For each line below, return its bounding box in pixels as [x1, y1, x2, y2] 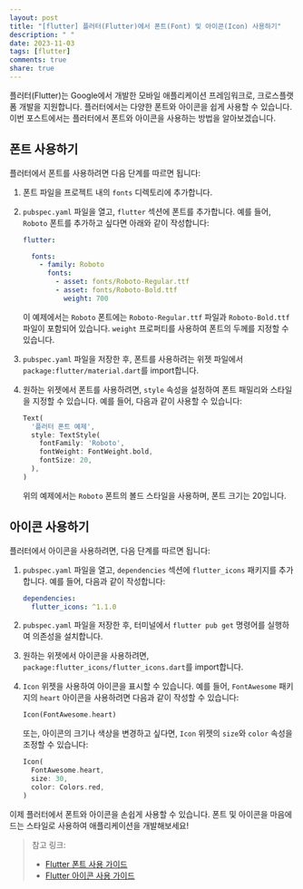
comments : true [9, 55, 67, 64]
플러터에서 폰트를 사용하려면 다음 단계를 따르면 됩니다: [9, 167, 201, 178]
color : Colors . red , [31, 782, 105, 792]
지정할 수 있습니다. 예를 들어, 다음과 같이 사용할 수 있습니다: [32, 396, 243, 406]
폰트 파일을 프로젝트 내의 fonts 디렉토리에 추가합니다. [22, 187, 213, 198]
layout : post [9, 13, 59, 23]
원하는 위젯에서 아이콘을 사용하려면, [22, 650, 150, 661]
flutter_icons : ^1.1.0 [31, 602, 117, 611]
